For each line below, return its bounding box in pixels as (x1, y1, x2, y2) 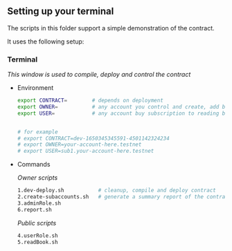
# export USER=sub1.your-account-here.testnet (17, 148, 154, 155)
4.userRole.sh (17, 232, 58, 239)
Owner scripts (17, 174, 58, 182)
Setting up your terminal (7, 6, 114, 17)
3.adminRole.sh (17, 200, 62, 207)
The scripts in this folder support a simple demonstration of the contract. (7, 24, 215, 32)
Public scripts (17, 219, 57, 227)
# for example (17, 128, 58, 136)
